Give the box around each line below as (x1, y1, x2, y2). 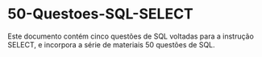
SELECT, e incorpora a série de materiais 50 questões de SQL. (7, 39, 215, 49)
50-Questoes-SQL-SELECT (7, 5, 194, 23)
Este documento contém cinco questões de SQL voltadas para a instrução (7, 31, 255, 41)
